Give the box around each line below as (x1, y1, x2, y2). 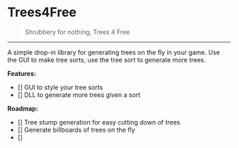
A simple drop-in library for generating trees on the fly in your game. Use (7, 47, 220, 57)
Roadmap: (7, 104, 39, 113)
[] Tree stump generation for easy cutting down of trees (17, 118, 181, 126)
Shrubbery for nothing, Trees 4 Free (24, 28, 130, 36)
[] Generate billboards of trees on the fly (17, 125, 136, 134)
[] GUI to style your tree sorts (17, 83, 103, 91)
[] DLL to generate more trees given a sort (17, 90, 141, 99)
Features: (7, 69, 37, 78)
